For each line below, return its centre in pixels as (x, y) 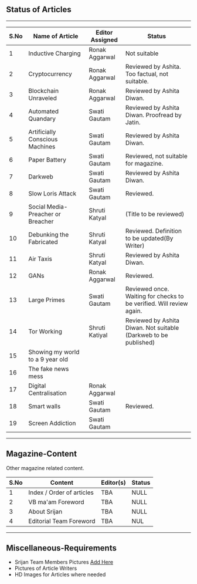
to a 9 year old (48, 359)
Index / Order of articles (61, 492)
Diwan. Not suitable (152, 328)
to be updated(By (149, 238)
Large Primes (47, 300)
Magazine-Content (42, 454)
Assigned (104, 39)
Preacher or (45, 214)
